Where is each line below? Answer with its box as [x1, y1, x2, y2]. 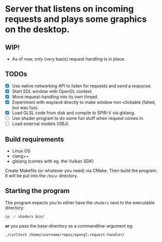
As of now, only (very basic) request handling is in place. [12, 56, 126, 61]
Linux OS [12, 148, 31, 154]
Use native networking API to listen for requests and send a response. [12, 83, 152, 89]
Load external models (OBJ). [12, 121, 70, 127]
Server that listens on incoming [5, 3, 134, 15]
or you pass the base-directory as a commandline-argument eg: [5, 223, 133, 228]
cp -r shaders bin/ [5, 214, 45, 219]
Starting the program [5, 187, 70, 195]
